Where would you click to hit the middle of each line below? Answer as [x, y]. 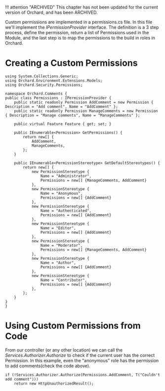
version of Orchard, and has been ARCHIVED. [51, 12]
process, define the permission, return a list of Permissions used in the [77, 32]
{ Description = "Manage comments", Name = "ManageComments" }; [73, 115]
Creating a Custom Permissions [71, 63]
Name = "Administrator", [66, 176]
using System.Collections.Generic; [42, 76]
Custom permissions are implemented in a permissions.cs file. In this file [79, 22]
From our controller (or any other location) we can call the [64, 350]
